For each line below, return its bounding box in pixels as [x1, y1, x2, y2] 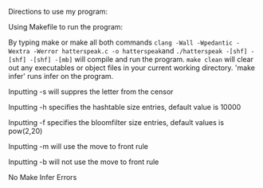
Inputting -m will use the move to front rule [8, 142, 149, 151]
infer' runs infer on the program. [8, 72, 114, 80]
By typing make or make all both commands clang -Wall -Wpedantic [8, 37, 234, 47]
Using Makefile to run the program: [8, 22, 124, 31]
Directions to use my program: [8, 7, 108, 16]
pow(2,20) [8, 127, 43, 135]
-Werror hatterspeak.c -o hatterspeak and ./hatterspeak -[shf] [33, 46, 248, 55]
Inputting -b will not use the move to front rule [8, 157, 159, 166]
